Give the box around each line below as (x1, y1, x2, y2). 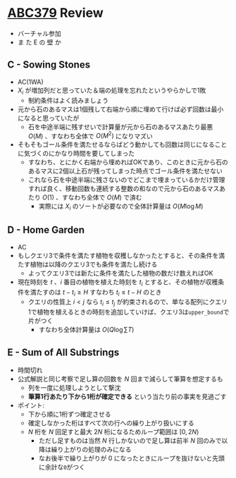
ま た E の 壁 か (17, 37, 61, 47)
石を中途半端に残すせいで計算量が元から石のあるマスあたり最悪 (27, 122, 213, 131)
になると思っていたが (17, 114, 80, 122)
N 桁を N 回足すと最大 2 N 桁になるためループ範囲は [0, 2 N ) (27, 428, 199, 436)
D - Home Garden (7, 224, 85, 236)
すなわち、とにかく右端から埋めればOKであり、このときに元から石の (27, 158, 229, 166)
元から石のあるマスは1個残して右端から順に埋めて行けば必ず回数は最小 (17, 104, 224, 114)
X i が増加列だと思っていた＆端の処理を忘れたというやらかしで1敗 (17, 86, 206, 96)
